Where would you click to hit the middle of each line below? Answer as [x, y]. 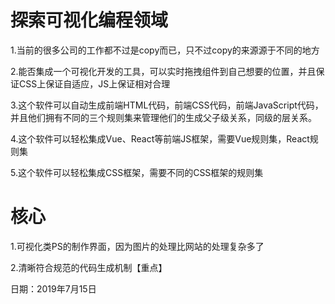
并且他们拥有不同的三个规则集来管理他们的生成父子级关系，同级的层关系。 [163, 117]
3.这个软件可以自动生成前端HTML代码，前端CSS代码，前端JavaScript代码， [167, 105]
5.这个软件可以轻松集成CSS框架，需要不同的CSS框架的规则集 [137, 172]
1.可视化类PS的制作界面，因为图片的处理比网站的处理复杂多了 [137, 246]
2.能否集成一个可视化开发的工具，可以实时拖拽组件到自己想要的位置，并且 [163, 71]
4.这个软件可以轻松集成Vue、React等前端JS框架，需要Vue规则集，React [160, 138]
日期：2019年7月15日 [53, 288]
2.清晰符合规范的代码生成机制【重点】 [89, 267]
